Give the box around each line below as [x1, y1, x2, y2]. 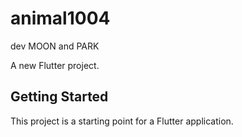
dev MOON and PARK [10, 40, 100, 52]
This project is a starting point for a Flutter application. [10, 115, 234, 127]
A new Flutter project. [10, 59, 100, 71]
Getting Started [10, 88, 109, 106]
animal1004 [10, 7, 111, 30]
